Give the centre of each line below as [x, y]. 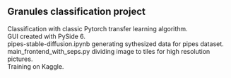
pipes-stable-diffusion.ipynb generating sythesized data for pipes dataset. [115, 44]
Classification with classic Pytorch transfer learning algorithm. [98, 28]
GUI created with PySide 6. [47, 36]
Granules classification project [77, 12]
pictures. [20, 59]
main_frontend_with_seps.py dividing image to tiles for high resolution [109, 51]
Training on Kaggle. [36, 66]
